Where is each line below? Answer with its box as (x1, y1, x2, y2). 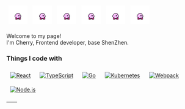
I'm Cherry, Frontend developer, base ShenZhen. (6, 39, 129, 46)
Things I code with (6, 54, 62, 62)
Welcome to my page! (6, 32, 62, 39)
